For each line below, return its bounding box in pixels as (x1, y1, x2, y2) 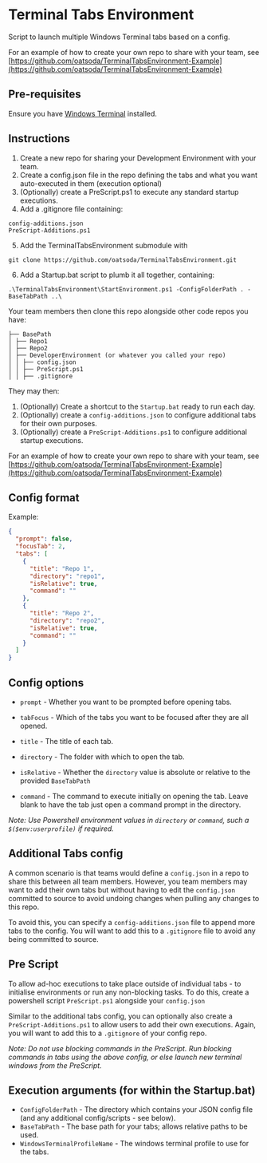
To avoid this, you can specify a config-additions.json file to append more (8, 917, 256, 927)
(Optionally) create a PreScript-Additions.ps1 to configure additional (19, 427, 247, 437)
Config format (8, 491, 80, 504)
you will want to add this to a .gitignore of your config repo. (8, 1028, 207, 1038)
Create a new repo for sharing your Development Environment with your (19, 153, 257, 163)
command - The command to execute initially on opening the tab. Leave (19, 791, 249, 801)
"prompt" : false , (15, 535, 73, 544)
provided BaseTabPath (19, 776, 91, 785)
